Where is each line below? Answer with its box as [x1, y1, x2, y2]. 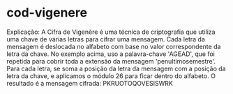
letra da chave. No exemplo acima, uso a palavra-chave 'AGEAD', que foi [6, 50, 216, 58]
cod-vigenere [6, 5, 88, 21]
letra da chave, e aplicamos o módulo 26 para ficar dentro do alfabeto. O [6, 71, 216, 80]
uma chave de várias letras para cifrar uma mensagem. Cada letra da [6, 35, 205, 43]
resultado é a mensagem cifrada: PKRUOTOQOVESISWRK [6, 79, 174, 87]
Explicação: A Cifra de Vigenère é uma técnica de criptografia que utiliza [6, 28, 216, 36]
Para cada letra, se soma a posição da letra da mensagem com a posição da [6, 64, 226, 73]
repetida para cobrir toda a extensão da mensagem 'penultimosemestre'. [6, 57, 216, 65]
